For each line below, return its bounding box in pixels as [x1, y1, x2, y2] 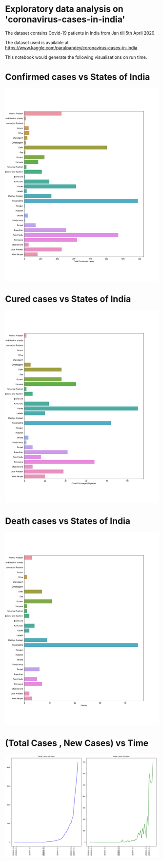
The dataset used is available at [5, 39, 69, 45]
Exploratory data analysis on [5, 3, 123, 15]
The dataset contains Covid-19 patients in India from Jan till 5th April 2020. [5, 30, 156, 36]
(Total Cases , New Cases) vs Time [5, 738, 149, 749]
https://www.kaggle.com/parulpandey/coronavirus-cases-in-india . [5, 45, 139, 50]
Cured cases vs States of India [5, 294, 131, 305]
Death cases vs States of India [5, 516, 131, 527]
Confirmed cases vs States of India [5, 72, 150, 83]
